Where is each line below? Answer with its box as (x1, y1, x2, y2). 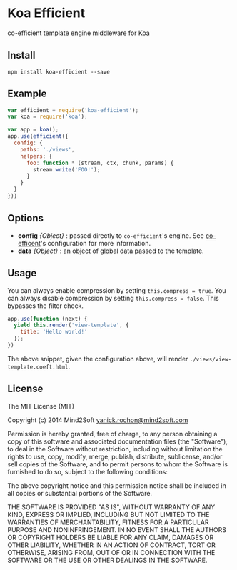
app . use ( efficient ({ (7, 133, 69, 140)
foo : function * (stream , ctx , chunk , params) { (26, 159, 174, 166)
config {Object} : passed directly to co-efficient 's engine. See (17, 231, 205, 240)
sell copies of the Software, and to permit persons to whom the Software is (7, 459, 228, 469)
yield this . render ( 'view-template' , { (14, 321, 130, 329)
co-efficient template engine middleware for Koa (7, 29, 150, 37)
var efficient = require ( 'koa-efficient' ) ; (7, 106, 139, 114)
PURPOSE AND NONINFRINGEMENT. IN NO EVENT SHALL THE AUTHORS (7, 525, 227, 534)
